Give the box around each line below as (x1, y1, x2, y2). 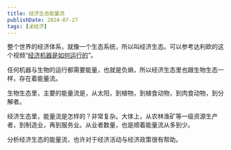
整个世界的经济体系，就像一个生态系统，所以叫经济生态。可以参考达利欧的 (7, 43, 218, 51)
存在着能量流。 (19, 74, 62, 83)
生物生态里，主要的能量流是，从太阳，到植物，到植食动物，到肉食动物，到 (7, 89, 218, 97)
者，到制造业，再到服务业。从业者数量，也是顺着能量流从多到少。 (7, 121, 194, 129)
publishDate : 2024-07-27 (7, 17, 78, 23)
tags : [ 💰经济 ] (7, 23, 47, 30)
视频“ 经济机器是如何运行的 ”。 (12, 51, 98, 59)
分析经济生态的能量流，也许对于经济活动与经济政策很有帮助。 (7, 136, 182, 144)
